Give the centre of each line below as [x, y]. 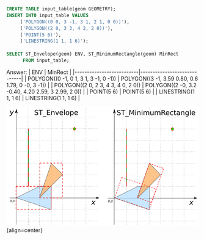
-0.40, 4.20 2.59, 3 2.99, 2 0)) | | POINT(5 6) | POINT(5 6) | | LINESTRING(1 [101, 92]
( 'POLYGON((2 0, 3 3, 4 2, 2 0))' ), [67, 28]
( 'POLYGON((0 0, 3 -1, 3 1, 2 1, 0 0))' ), [75, 22]
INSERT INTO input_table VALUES [47, 15]
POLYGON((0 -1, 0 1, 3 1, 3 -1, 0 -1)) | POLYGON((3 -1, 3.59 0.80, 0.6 [113, 78]
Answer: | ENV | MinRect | [39, 72]
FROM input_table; [46, 60]
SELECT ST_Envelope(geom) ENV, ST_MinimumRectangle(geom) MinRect [93, 54]
